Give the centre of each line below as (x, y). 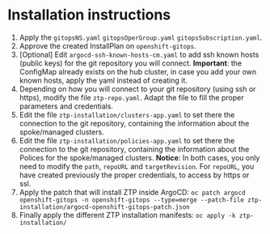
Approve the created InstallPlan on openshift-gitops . (108, 45)
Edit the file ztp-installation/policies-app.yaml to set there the (127, 140)
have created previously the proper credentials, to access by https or (134, 175)
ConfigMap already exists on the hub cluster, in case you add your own (138, 71)
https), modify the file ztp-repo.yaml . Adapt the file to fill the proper (131, 97)
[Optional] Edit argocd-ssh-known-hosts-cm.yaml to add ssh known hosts (139, 54)
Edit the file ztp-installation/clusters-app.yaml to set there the (127, 114)
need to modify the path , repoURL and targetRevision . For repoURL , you (137, 166)
